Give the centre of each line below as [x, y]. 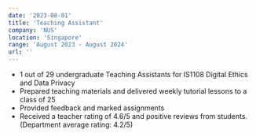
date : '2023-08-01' [40, 15]
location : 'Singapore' [45, 37]
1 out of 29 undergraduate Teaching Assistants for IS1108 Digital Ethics [134, 74]
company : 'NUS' [33, 30]
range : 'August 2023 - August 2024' [68, 45]
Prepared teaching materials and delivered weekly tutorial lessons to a [133, 91]
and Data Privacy [47, 83]
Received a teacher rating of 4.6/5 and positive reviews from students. [133, 116]
